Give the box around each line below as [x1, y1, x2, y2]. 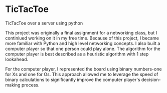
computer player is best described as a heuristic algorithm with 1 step [5, 51, 149, 57]
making [5, 81, 21, 88]
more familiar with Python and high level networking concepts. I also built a [5, 40, 160, 46]
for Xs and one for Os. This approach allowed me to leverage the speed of [5, 71, 158, 77]
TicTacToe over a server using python [5, 20, 83, 26]
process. [21, 81, 40, 88]
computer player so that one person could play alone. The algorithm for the [5, 45, 160, 51]
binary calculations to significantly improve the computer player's [5, 76, 140, 82]
